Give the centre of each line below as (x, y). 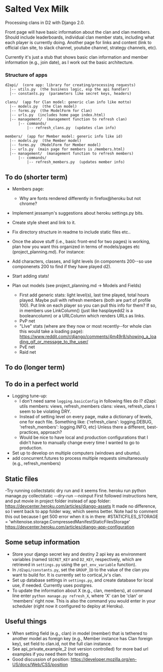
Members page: (28, 189)
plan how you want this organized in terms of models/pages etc (76, 247)
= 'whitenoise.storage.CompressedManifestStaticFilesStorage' (68, 522)
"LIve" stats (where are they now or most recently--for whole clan (85, 326)
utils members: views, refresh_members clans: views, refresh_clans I (88, 406)
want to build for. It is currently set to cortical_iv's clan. (67, 575)
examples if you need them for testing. (51, 654)
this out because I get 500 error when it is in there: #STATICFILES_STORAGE (82, 516)
